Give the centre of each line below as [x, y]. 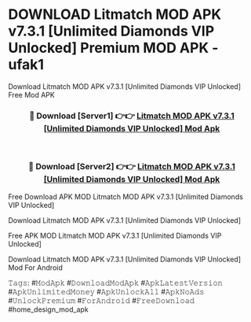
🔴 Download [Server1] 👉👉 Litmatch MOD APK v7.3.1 [132, 116]
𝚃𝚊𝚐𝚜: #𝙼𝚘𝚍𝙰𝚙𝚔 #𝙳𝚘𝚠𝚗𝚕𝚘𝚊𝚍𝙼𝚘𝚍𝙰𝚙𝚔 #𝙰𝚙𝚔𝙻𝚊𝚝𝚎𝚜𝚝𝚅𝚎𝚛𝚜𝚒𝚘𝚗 [116, 283]
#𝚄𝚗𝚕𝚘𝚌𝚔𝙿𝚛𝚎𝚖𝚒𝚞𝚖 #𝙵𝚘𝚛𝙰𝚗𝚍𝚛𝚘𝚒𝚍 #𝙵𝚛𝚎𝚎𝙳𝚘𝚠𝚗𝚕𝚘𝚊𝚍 [101, 300]
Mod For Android [35, 267]
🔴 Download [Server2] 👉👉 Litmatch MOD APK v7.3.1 [132, 167]
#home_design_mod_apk [48, 309]
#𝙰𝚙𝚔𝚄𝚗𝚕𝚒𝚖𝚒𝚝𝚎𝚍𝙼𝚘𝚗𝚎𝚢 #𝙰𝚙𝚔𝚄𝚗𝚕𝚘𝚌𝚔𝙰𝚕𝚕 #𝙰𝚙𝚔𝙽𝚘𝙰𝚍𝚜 [106, 291]
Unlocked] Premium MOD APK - [113, 48]
